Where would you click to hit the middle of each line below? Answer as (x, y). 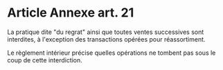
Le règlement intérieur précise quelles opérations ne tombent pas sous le (111, 53)
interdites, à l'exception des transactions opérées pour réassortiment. (106, 39)
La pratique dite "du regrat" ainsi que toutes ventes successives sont (106, 32)
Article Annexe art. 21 (71, 13)
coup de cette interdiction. (45, 60)
